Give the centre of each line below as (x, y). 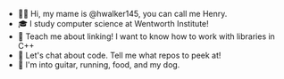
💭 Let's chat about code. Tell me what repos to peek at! (119, 55)
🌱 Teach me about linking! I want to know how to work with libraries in (146, 36)
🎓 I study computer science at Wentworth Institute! (113, 24)
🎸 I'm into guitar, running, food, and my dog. (99, 65)
